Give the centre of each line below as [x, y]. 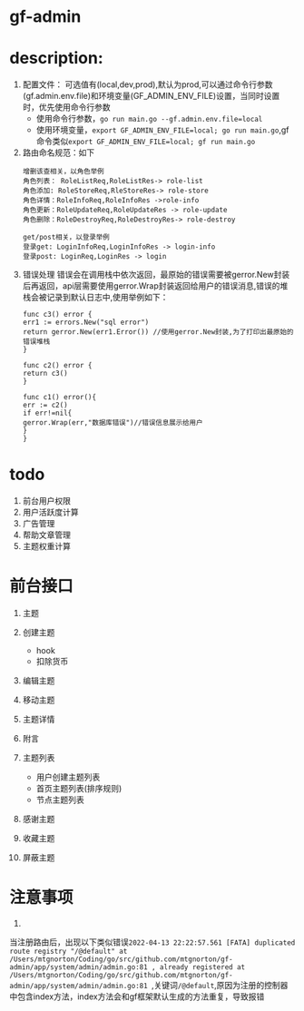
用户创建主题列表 [68, 777]
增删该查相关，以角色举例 [63, 172]
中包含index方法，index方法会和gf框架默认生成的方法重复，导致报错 [137, 996]
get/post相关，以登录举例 [66, 238]
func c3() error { [57, 315]
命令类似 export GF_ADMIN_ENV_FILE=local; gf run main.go [146, 142]
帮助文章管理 [46, 535]
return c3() [45, 374]
